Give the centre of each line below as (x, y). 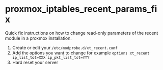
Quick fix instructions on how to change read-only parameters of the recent (81, 33)
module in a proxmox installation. (39, 38)
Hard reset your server (35, 62)
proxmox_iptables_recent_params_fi (81, 9)
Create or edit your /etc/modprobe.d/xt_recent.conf (65, 47)
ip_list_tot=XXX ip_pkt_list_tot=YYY (51, 57)
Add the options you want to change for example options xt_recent (81, 53)
